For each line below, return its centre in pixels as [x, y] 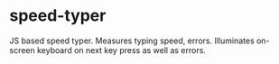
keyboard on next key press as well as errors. [121, 50]
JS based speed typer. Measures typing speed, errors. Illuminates [132, 41]
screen [23, 50]
